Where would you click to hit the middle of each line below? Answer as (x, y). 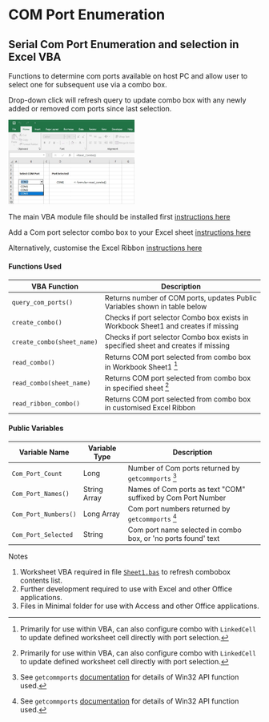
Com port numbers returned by (179, 509)
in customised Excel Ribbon (150, 407)
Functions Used (35, 266)
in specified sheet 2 (137, 387)
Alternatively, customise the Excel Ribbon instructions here (105, 248)
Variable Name (44, 452)
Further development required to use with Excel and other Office (126, 589)
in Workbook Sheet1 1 (141, 366)
